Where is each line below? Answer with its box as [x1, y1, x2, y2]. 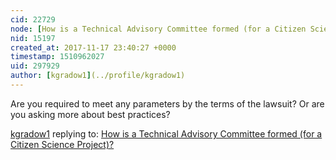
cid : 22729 [10, 14, 56, 25]
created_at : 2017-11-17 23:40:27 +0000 [10, 42, 177, 53]
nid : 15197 [10, 33, 56, 43]
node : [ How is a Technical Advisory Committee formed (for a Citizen [10, 24, 307, 34]
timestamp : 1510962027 [10, 52, 105, 62]
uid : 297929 [10, 61, 60, 71]
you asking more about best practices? [10, 108, 171, 120]
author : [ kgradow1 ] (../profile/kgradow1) [10, 71, 186, 81]
